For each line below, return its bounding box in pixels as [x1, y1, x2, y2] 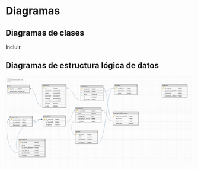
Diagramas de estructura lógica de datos [5, 60, 159, 70]
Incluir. [5, 43, 22, 50]
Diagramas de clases [5, 28, 84, 38]
